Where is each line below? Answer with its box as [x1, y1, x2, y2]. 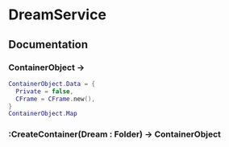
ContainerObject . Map [8, 110, 78, 118]
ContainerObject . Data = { [8, 80, 95, 88]
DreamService [8, 6, 107, 24]
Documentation [8, 38, 89, 51]
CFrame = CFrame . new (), [15, 95, 95, 103]
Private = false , [15, 87, 74, 96]
